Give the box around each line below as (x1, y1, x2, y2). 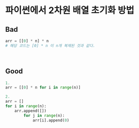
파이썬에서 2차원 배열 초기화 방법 (5, 5, 134, 16)
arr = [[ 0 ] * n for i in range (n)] (5, 85, 81, 90)
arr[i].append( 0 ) (32, 117, 70, 123)
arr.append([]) (14, 108, 47, 113)
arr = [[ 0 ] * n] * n (5, 38, 49, 44)
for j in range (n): (23, 113, 65, 118)
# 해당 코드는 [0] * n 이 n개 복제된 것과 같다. (5, 43, 96, 48)
